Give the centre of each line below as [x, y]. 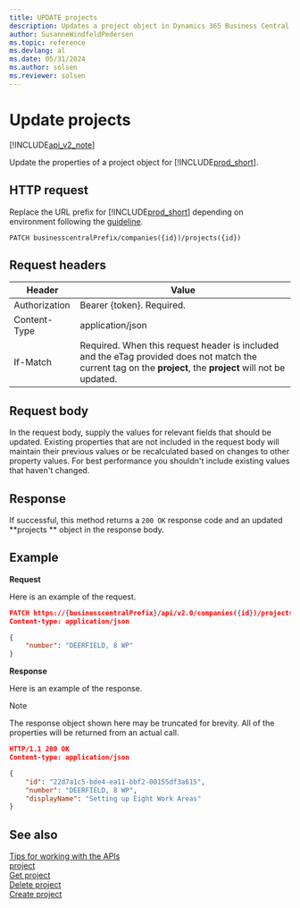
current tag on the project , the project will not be [183, 368]
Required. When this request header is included [179, 345]
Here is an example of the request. [73, 597]
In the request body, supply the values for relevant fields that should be [141, 433]
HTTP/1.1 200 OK [39, 749]
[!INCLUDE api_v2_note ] [52, 145]
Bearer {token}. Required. [133, 305]
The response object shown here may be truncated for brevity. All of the [142, 723]
